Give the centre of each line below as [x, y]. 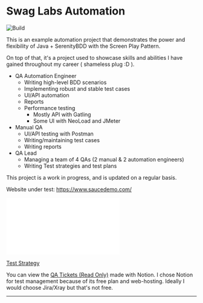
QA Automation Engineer [46, 76]
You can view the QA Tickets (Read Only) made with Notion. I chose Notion [100, 275]
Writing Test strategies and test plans [70, 166]
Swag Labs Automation [66, 11]
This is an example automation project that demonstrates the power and [96, 39]
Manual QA [29, 127]
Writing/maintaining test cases [62, 140]
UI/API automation [47, 95]
